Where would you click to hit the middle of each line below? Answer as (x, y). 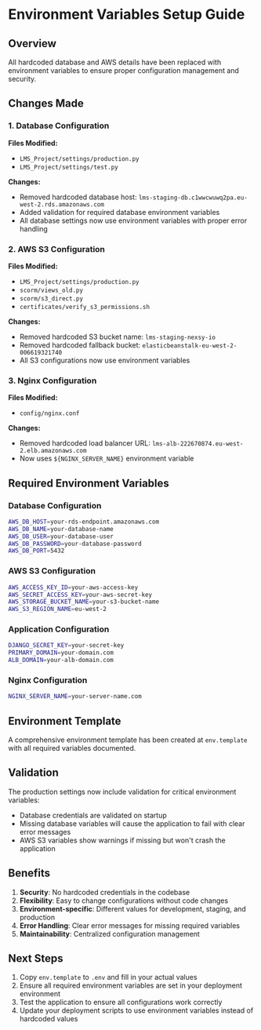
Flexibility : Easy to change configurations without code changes (124, 901)
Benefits (29, 873)
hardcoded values (49, 1019)
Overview (33, 44)
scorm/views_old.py (51, 290)
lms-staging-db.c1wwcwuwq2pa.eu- (193, 198)
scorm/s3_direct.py (51, 298)
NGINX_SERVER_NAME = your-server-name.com (75, 697)
